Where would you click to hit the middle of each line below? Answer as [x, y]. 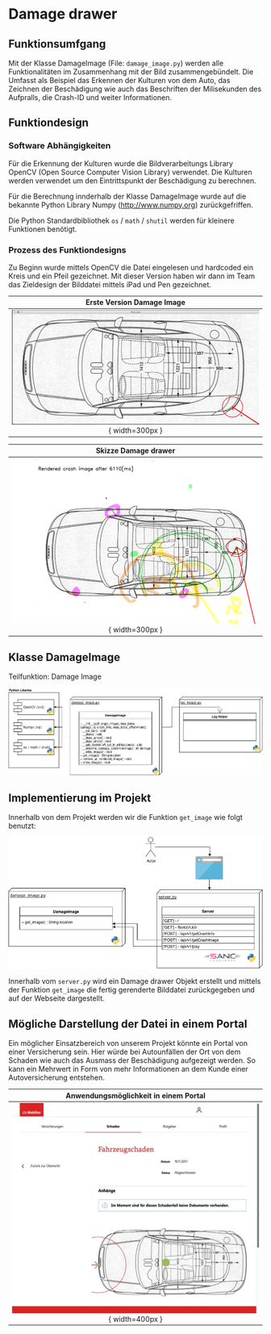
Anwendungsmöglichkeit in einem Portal [135, 1095]
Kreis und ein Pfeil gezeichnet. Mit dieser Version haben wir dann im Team [132, 276]
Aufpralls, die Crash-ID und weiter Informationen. [90, 97]
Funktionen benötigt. [43, 229]
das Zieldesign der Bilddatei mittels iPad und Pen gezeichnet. [110, 284]
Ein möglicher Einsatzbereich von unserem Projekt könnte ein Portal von [128, 1043]
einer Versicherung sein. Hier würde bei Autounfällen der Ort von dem [125, 1052]
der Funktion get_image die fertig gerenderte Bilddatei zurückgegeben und [132, 990]
